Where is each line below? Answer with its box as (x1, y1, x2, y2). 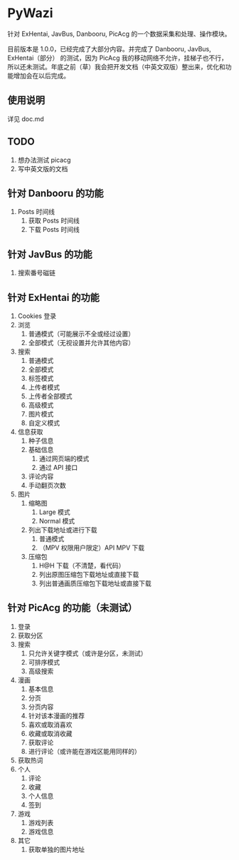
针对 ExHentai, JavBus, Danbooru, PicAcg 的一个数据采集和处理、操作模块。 (7, 29, 231, 38)
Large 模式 (38, 508, 70, 516)
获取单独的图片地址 (28, 845, 85, 854)
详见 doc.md (7, 114, 44, 123)
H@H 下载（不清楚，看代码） (38, 561, 125, 570)
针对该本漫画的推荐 (28, 711, 85, 720)
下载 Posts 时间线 (28, 225, 80, 234)
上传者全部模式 (28, 392, 73, 400)
